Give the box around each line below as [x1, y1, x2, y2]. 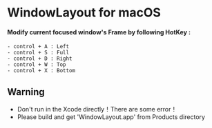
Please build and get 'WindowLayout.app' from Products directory [17, 113, 206, 121]
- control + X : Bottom [7, 67, 76, 74]
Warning [7, 86, 45, 98]
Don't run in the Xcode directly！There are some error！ [17, 105, 177, 114]
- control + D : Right [7, 55, 73, 63]
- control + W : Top [7, 61, 67, 68]
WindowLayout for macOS [7, 5, 161, 21]
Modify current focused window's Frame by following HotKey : [7, 28, 191, 36]
